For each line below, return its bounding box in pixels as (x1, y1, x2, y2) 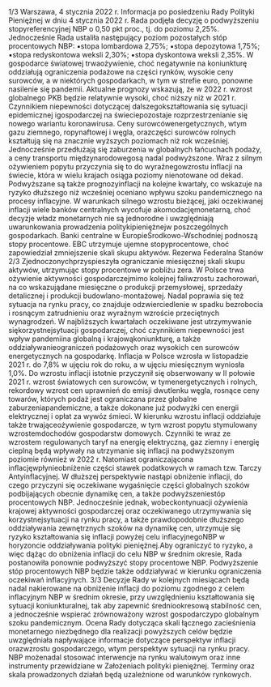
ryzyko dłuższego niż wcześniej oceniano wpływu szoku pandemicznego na (8, 188, 263, 197)
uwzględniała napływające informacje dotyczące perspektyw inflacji (8, 635, 236, 645)
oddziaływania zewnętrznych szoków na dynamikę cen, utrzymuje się (8, 523, 241, 533)
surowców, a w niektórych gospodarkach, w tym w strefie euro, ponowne (8, 76, 253, 85)
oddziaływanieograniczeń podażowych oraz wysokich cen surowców (8, 343, 240, 352)
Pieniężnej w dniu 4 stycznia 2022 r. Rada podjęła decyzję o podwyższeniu (8, 15, 259, 25)
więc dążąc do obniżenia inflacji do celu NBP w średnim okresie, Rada (8, 549, 243, 558)
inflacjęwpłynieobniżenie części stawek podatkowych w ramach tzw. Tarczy (8, 463, 262, 472)
